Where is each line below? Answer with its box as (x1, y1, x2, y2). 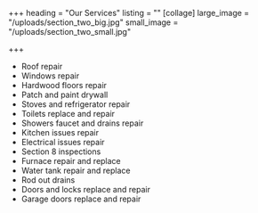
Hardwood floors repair (20, 80, 108, 90)
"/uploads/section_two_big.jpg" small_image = (8, 17, 179, 28)
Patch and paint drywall (20, 89, 109, 100)
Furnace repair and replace (20, 156, 121, 166)
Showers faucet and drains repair (20, 118, 144, 128)
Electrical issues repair (20, 137, 105, 147)
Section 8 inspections (20, 146, 101, 157)
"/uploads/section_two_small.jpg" (8, 27, 131, 37)
